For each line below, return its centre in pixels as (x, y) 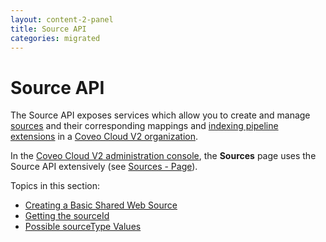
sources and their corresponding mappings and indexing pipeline (144, 126)
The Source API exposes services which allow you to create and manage (160, 115)
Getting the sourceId (67, 216)
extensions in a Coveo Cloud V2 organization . (104, 137)
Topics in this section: (55, 186)
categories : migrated (55, 38)
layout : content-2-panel (62, 19)
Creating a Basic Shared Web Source (101, 205)
